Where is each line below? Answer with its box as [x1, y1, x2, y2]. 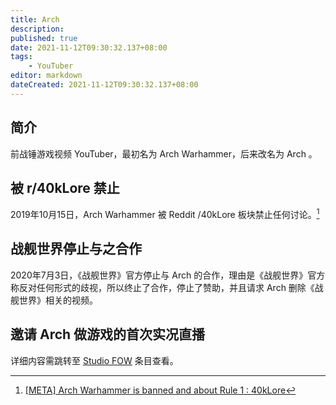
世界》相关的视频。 [18, 294, 98, 306]
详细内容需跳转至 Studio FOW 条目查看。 [10, 354, 179, 366]
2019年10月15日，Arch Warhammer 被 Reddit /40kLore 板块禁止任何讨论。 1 [10, 207, 320, 221]
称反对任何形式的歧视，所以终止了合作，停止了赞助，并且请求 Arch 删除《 [10, 281, 315, 293]
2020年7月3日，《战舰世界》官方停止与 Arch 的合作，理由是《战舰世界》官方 [10, 269, 326, 281]
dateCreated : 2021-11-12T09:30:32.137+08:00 [10, 80, 199, 90]
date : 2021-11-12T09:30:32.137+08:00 [10, 42, 168, 53]
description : [10, 24, 65, 34]
